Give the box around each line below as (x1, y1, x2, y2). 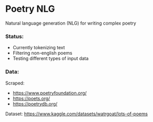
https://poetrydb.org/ (12, 100, 58, 107)
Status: (5, 33, 24, 40)
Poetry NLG (5, 3, 55, 15)
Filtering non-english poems (12, 50, 73, 56)
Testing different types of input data (12, 55, 89, 62)
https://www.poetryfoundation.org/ (12, 90, 87, 96)
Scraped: (5, 80, 25, 86)
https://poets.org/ (12, 95, 50, 101)
